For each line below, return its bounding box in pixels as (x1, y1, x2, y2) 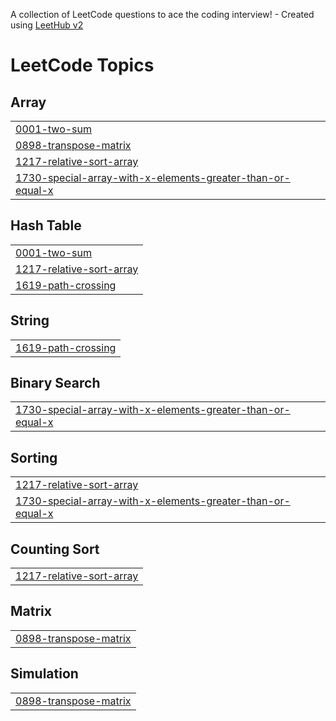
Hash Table (10, 217, 82, 234)
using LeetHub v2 (10, 19, 84, 31)
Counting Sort (10, 540, 100, 558)
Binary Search (10, 375, 101, 392)
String (10, 312, 50, 329)
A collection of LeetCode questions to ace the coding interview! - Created (10, 9, 315, 20)
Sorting (10, 449, 58, 466)
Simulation (10, 665, 79, 683)
